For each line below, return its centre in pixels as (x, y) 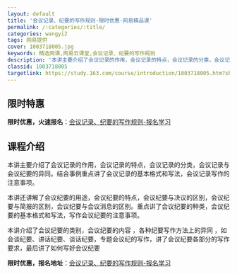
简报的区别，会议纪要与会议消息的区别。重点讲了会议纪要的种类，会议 (121, 207)
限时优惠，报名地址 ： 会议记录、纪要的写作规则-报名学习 (89, 263)
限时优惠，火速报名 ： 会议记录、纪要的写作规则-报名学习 (89, 122)
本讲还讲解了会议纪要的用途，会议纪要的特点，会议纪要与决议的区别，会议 (115, 198)
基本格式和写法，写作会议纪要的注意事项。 (81, 215)
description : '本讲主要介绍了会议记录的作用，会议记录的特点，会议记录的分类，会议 (116, 60)
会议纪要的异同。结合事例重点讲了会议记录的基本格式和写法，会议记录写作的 (119, 173)
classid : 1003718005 (38, 67)
